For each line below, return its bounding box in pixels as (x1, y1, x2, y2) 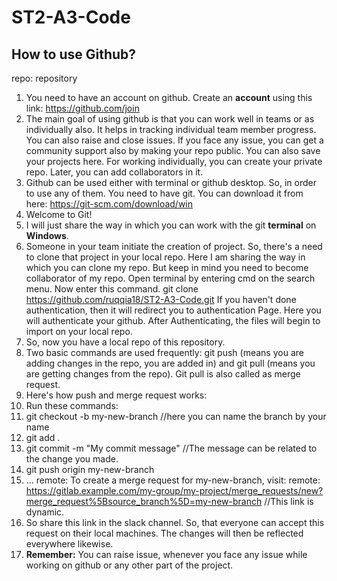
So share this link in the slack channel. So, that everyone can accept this (25, 517, 325, 528)
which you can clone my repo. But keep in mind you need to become (25, 262, 309, 273)
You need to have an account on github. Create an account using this (25, 92, 313, 103)
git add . (25, 432, 61, 443)
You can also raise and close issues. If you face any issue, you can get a (25, 134, 324, 146)
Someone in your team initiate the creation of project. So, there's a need (25, 241, 323, 252)
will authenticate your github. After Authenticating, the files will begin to (25, 315, 321, 326)
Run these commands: (25, 400, 119, 411)
